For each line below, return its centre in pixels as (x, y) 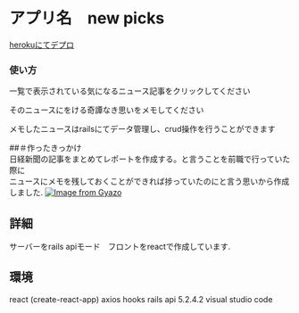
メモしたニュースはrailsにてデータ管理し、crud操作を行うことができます (142, 129)
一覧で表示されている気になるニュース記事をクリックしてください (130, 91)
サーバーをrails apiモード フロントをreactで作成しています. (120, 247)
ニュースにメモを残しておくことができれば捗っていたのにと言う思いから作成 (149, 181)
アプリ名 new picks (87, 18)
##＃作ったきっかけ (46, 148)
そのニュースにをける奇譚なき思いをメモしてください (107, 110)
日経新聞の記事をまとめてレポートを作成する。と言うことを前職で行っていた (150, 159)
